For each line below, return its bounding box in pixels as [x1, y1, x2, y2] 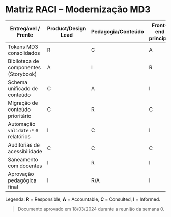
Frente [17, 31, 33, 39]
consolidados [8, 49, 40, 56]
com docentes [8, 162, 42, 169]
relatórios [8, 133, 31, 140]
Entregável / [10, 25, 40, 32]
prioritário [8, 112, 32, 119]
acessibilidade [8, 148, 42, 155]
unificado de [8, 85, 38, 92]
